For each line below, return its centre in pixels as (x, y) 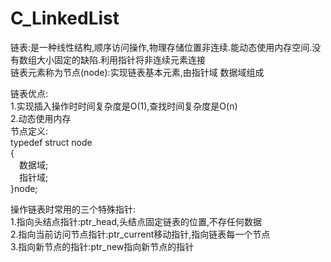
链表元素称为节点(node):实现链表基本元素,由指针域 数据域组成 (137, 72)
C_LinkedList (65, 18)
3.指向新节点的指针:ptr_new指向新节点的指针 (102, 246)
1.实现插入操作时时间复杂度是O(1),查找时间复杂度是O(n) (124, 106)
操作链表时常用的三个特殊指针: (73, 209)
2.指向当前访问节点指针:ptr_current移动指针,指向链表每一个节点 (140, 234)
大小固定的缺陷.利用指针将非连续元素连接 (121, 59)
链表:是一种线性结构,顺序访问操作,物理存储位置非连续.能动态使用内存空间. (161, 47)
